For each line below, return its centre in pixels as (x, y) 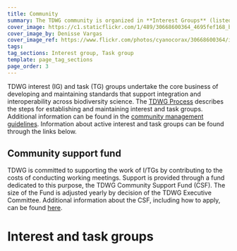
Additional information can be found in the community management (105, 116)
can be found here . (35, 208)
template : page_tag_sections (50, 60)
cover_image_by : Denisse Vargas (55, 33)
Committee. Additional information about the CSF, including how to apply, (114, 200)
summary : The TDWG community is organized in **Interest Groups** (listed (120, 20)
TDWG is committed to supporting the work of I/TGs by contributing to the (115, 171)
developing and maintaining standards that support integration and (104, 94)
